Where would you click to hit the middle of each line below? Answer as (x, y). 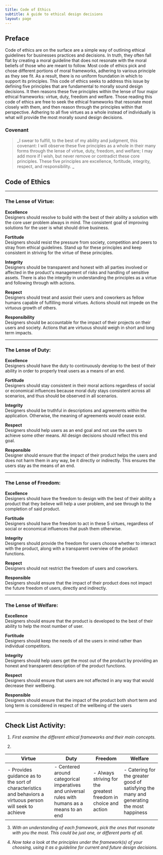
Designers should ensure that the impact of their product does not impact (79, 583)
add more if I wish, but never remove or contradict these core (78, 156)
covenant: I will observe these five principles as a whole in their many (86, 146)
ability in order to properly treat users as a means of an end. (65, 370)
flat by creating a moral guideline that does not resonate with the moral (76, 60)
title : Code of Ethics (28, 10)
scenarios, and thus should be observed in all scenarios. (61, 396)
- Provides (20, 770)
